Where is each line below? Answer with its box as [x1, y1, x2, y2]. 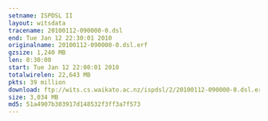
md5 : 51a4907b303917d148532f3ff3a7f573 [8, 100, 141, 108]
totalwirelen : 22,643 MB [8, 71, 91, 79]
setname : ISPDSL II [8, 11, 73, 20]
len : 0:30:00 [8, 57, 52, 64]
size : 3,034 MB [8, 93, 59, 101]
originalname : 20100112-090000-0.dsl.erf [8, 41, 148, 49]
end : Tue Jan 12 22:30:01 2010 [8, 33, 112, 42]
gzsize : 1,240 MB [8, 49, 66, 57]
